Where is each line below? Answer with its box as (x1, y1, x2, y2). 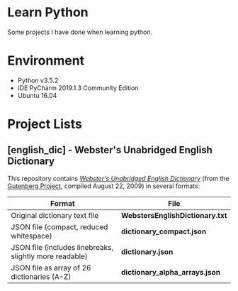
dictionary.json (121, 246, 174, 256)
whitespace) (11, 231, 52, 241)
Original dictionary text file (11, 210, 99, 220)
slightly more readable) (11, 251, 89, 261)
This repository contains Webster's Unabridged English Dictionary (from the (7, 174, 229, 182)
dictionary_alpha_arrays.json (121, 267, 221, 277)
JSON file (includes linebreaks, (11, 242, 114, 252)
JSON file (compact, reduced (11, 221, 108, 231)
